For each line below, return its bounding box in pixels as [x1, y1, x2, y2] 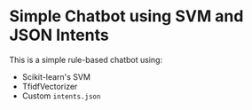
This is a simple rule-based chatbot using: [9, 54, 162, 65]
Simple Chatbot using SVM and [9, 6, 244, 27]
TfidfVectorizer [21, 81, 78, 91]
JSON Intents [9, 25, 109, 45]
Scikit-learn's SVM [21, 71, 91, 82]
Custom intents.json [21, 90, 101, 101]
